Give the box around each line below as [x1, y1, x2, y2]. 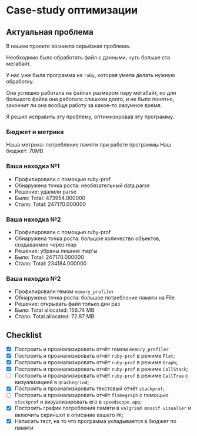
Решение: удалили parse [14, 188, 76, 195]
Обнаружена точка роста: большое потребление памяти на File [14, 294, 175, 301]
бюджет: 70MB [6, 148, 44, 155]
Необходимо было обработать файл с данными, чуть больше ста [6, 54, 171, 61]
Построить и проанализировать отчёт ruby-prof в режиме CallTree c [14, 372, 189, 380]
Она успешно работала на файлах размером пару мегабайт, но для [6, 89, 176, 96]
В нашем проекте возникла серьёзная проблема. [6, 42, 131, 49]
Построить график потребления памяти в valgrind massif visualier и [14, 404, 191, 412]
